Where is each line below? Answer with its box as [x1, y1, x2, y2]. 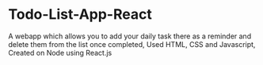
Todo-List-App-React [8, 5, 152, 23]
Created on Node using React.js [8, 48, 112, 57]
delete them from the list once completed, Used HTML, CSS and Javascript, [8, 39, 256, 49]
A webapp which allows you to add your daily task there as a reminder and [8, 31, 252, 41]
